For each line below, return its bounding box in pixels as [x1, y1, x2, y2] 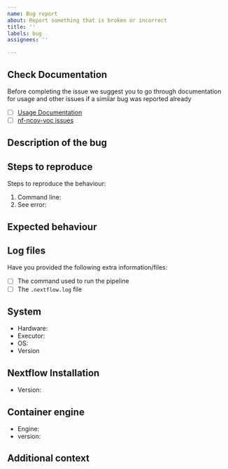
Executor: [17, 331, 45, 341]
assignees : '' [7, 37, 49, 44]
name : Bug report [7, 10, 58, 18]
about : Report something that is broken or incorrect [7, 17, 168, 24]
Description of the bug [7, 137, 107, 149]
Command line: [17, 193, 62, 202]
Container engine [7, 406, 85, 418]
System [7, 305, 42, 317]
